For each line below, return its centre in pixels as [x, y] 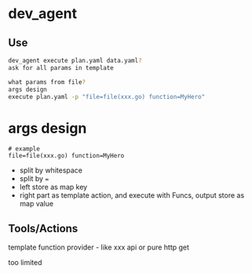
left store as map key [53, 187]
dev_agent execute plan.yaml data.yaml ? [75, 60]
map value [36, 204]
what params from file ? [47, 82]
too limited [25, 263]
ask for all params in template [61, 67]
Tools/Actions [43, 228]
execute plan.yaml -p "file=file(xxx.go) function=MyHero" [107, 96]
